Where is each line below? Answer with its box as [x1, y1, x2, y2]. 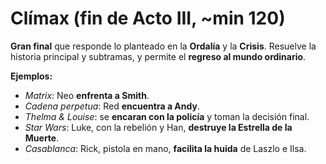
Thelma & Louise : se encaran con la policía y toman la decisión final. [24, 110, 310, 122]
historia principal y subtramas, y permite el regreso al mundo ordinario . [10, 50, 307, 62]
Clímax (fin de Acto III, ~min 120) [10, 7, 286, 30]
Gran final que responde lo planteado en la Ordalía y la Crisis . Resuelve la [10, 40, 317, 52]
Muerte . [24, 132, 60, 144]
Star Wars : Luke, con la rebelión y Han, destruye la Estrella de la [24, 121, 293, 133]
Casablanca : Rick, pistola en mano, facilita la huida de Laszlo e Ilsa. [24, 142, 307, 154]
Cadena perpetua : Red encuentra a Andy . [24, 100, 200, 112]
